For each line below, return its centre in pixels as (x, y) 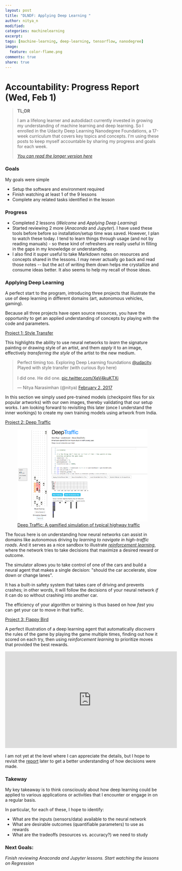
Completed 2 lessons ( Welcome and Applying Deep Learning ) (75, 223)
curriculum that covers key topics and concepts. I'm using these (94, 136)
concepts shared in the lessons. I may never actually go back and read (84, 259)
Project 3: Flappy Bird (27, 619)
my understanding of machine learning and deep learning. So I (80, 126)
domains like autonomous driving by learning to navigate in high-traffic (77, 539)
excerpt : (14, 36)
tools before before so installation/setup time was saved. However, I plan (86, 233)
